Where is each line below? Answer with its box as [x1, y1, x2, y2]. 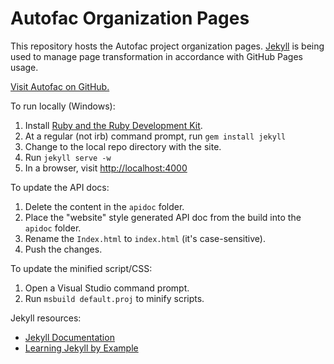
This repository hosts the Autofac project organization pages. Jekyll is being [10, 40, 325, 52]
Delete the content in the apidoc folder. [24, 200, 185, 212]
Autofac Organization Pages [10, 7, 250, 30]
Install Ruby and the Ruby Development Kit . [24, 119, 203, 131]
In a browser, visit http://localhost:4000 [24, 162, 188, 174]
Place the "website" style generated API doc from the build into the [24, 211, 302, 223]
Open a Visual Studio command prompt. [24, 282, 190, 294]
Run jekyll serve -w [24, 151, 112, 163]
